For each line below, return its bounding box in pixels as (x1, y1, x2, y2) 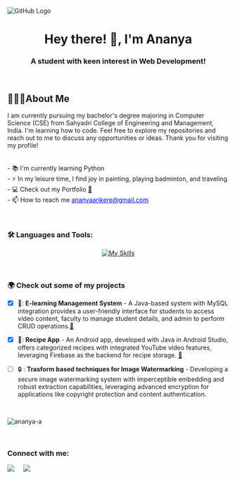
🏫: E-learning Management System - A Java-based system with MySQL (17, 299, 229, 307)
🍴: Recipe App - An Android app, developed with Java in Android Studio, (17, 335, 229, 344)
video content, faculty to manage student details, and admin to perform (17, 314, 225, 323)
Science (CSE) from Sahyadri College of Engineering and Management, (7, 119, 215, 127)
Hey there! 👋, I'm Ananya (44, 32, 192, 47)
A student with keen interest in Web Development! (30, 56, 206, 66)
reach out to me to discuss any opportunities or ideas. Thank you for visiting (7, 134, 229, 142)
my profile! (7, 141, 39, 150)
